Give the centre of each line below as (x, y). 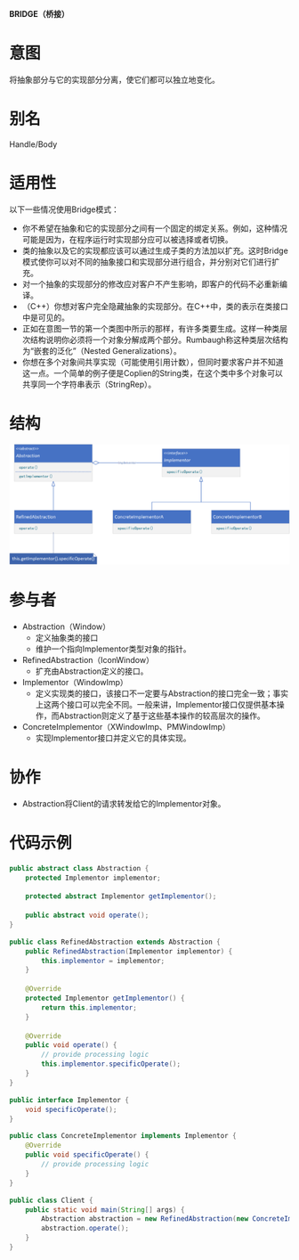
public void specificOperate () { (87, 1155)
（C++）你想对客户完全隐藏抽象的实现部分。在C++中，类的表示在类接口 (155, 306)
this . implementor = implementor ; (103, 961)
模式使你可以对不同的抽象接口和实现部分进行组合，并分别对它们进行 (147, 261)
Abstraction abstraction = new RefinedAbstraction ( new (145, 1219)
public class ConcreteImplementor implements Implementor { (123, 1136)
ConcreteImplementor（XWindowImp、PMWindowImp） (126, 726)
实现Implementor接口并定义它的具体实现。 (113, 738)
